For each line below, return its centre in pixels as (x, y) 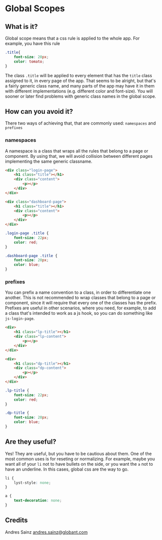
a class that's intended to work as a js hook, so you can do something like (79, 313)
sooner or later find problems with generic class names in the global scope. (81, 96)
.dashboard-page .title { (31, 256)
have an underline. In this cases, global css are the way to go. (67, 469)
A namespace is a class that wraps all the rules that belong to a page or (77, 151)
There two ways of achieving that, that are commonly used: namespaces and (81, 123)
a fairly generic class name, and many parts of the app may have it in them (80, 86)
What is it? (21, 27)
